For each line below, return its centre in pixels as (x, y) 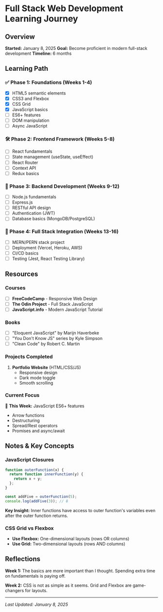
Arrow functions (28, 415)
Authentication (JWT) (33, 213)
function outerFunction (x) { (34, 470)
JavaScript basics (30, 109)
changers (15, 590)
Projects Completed (29, 357)
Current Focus (22, 395)
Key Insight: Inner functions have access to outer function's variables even (80, 510)
